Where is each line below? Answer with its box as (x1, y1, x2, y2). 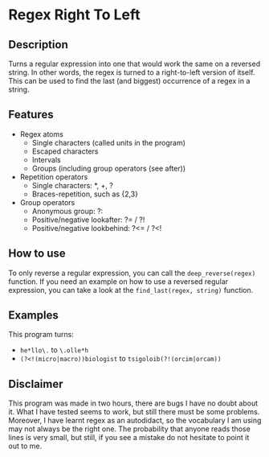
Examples (8, 308, 59, 323)
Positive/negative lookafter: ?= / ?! (31, 215, 145, 224)
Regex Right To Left (8, 6, 141, 24)
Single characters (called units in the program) (31, 138, 186, 147)
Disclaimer (8, 377, 63, 391)
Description (8, 38, 68, 51)
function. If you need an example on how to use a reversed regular (8, 276, 229, 286)
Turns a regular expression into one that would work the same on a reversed (8, 59, 261, 68)
